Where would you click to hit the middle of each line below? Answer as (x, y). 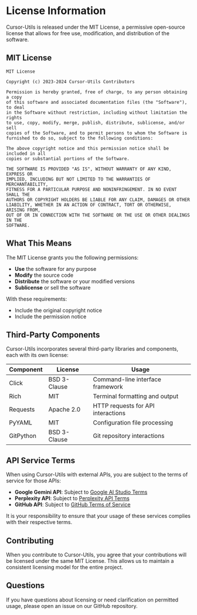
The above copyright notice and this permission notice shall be (87, 148)
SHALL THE (18, 195)
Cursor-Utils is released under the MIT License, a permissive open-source (96, 27)
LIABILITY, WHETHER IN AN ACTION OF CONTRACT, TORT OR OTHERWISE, (89, 205)
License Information (56, 11)
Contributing (30, 541)
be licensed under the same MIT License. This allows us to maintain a (90, 561)
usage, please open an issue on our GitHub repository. (72, 606)
